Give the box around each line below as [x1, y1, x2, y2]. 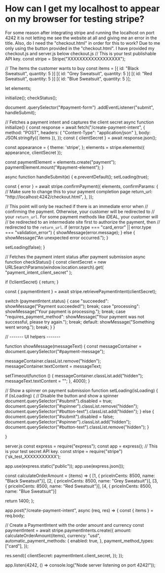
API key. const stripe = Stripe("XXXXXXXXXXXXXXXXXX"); [5, 56, 126, 61]
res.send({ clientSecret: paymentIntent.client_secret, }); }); [5, 552, 124, 558]
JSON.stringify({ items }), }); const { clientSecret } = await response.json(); [5, 135, 157, 141]
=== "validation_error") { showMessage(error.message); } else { [5, 229, 135, 235]
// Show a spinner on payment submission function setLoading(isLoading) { [5, 387, 159, 393]
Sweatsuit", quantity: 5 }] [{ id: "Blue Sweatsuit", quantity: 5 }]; [5, 76, 132, 82]
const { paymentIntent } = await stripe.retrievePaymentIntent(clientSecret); [5, 288, 157, 294]
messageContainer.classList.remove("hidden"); [5, 358, 101, 364]
